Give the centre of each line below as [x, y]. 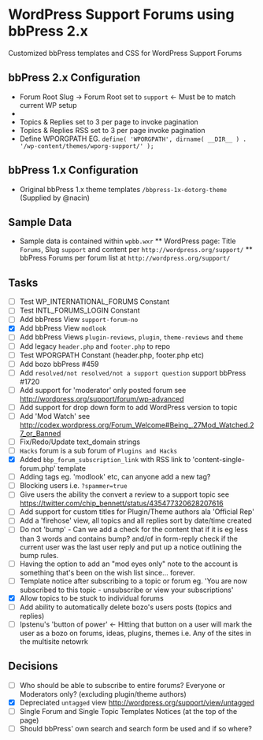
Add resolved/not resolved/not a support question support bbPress [133, 372]
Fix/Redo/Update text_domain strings [80, 442]
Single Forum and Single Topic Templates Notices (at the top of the [128, 711]
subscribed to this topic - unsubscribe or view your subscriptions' [126, 590]
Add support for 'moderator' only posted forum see [103, 390]
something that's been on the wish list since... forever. [107, 572]
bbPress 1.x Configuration [74, 170]
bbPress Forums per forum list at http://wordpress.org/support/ [125, 258]
